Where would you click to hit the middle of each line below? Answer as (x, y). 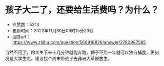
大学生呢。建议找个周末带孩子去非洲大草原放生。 (63, 58)
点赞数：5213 (25, 24)
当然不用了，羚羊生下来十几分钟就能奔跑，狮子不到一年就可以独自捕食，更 (80, 52)
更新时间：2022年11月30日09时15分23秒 (53, 30)
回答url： (21, 37)
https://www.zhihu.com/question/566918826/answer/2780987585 (79, 42)
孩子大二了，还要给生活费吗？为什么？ (82, 10)
